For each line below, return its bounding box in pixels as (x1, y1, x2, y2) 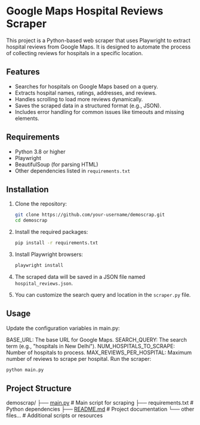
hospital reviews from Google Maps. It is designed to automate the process (6, 43, 191, 50)
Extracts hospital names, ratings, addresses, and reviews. (14, 89, 157, 97)
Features (6, 67, 40, 77)
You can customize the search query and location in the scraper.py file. (14, 291, 191, 298)
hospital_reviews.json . (14, 279, 73, 287)
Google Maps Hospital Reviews (6, 4, 164, 18)
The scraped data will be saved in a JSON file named (14, 273, 146, 280)
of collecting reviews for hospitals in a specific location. (6, 49, 143, 56)
